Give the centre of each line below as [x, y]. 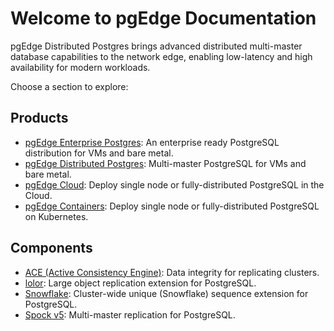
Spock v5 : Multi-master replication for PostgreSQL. [130, 314]
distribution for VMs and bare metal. [99, 153]
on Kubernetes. [56, 216]
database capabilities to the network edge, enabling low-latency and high [161, 56]
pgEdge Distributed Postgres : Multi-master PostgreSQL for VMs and [165, 163]
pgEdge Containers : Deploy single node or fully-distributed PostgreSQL [172, 206]
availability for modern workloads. [80, 67]
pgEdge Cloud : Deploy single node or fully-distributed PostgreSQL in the [174, 184]
